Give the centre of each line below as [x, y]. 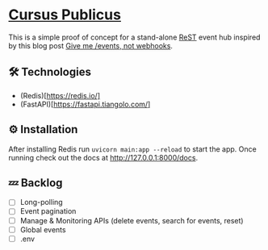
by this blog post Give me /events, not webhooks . [91, 45]
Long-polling [41, 202]
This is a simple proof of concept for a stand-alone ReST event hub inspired [134, 37]
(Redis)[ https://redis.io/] [60, 95]
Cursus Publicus [65, 15]
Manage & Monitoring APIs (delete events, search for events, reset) [132, 220]
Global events [43, 229]
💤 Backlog [36, 183]
